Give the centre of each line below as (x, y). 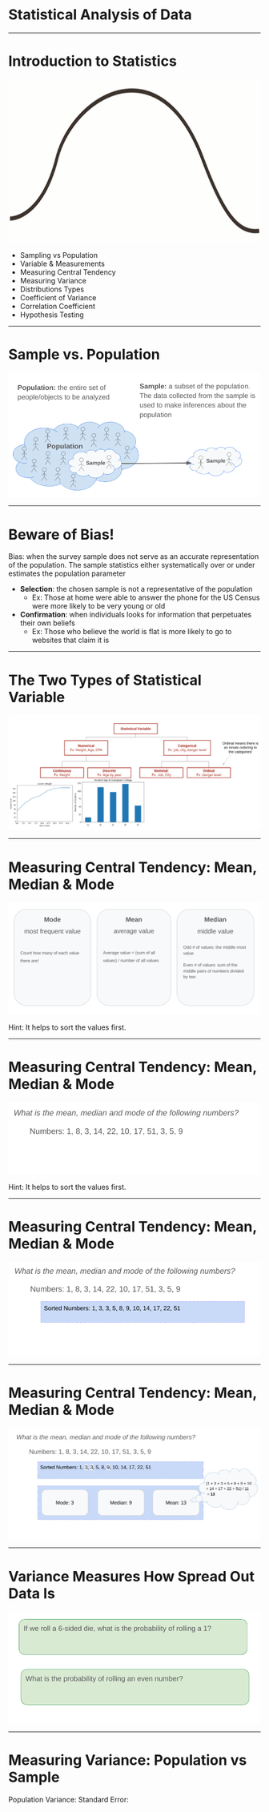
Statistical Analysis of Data (100, 15)
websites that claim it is (70, 640)
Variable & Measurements (62, 263)
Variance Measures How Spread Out (131, 1576)
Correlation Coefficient (58, 306)
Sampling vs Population (59, 255)
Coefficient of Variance (58, 297)
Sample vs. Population (84, 354)
